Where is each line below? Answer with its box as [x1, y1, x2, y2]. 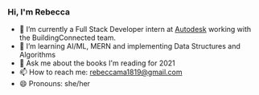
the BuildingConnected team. [18, 33, 117, 42]
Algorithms [18, 50, 56, 60]
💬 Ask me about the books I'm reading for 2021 [18, 58, 175, 68]
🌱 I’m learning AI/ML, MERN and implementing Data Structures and [18, 42, 240, 51]
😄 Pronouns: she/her [18, 79, 90, 89]
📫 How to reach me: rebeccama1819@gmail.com [18, 67, 183, 77]
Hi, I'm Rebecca [7, 6, 70, 18]
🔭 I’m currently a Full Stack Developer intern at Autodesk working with [18, 25, 252, 34]
